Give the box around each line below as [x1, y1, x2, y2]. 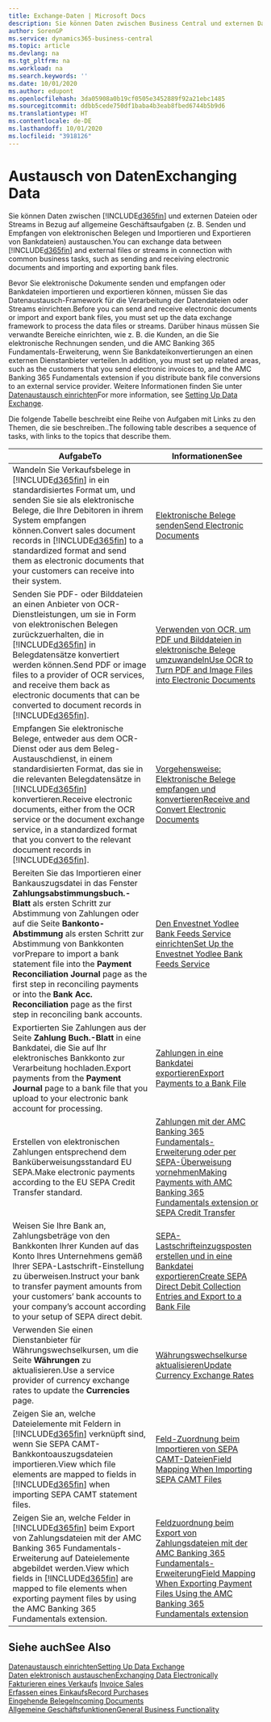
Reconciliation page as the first [12, 998, 132, 1010]
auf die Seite [12, 918, 60, 929]
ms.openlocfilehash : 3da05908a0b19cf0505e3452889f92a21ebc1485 [8, 95, 226, 103]
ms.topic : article [8, 42, 70, 50]
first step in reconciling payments [12, 978, 139, 990]
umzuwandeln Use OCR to [156, 654, 254, 665]
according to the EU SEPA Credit [12, 1176, 135, 1188]
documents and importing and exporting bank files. [8, 262, 179, 272]
